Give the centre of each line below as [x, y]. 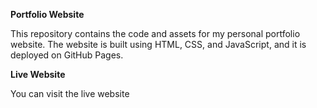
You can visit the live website [70, 93]
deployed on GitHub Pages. [67, 55]
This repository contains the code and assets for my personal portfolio [155, 33]
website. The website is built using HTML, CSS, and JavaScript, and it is [158, 44]
